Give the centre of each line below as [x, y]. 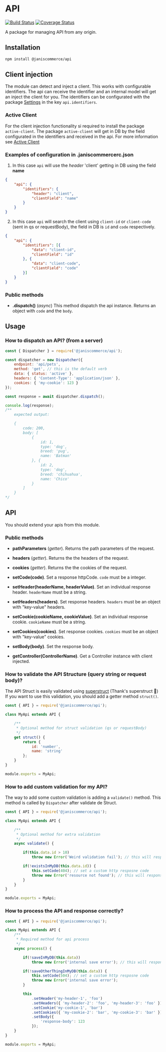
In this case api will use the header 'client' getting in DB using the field [84, 165]
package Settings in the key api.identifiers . [51, 102]
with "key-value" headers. [39, 607]
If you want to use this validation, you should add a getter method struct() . [82, 696]
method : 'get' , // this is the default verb [61, 369]
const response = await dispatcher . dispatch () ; [55, 396]
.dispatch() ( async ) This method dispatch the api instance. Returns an [84, 305]
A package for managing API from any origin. [51, 32]
